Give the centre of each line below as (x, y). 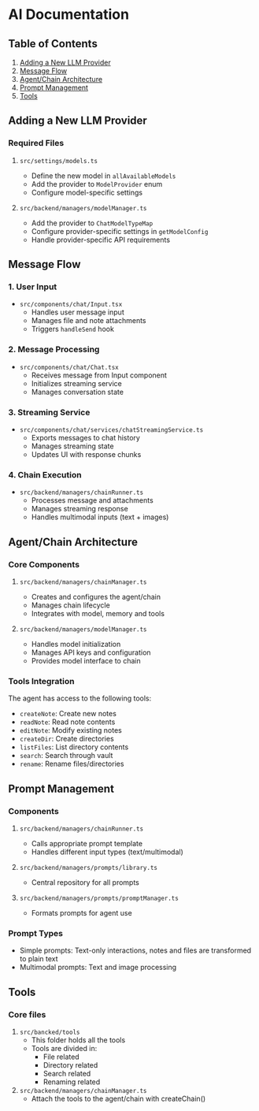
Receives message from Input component (99, 375)
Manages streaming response (80, 509)
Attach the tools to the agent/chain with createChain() (118, 1098)
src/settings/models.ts (59, 161)
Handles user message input (78, 312)
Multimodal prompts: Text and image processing (98, 968)
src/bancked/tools (50, 1032)
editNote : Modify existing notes (70, 730)
